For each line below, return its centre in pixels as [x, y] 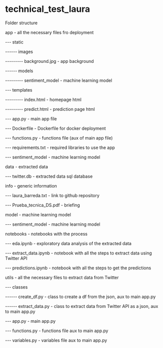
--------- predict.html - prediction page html [50, 109]
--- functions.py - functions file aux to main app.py [57, 331]
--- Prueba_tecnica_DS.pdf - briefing [43, 205]
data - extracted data [27, 166]
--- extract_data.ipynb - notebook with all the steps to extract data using [79, 253]
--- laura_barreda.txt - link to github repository [52, 195]
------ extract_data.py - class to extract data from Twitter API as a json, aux [82, 306]
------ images [19, 51]
